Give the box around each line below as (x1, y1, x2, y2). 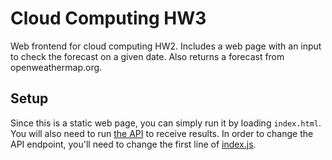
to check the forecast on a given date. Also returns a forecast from (10, 50, 285, 62)
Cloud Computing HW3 (10, 7, 207, 30)
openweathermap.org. (10, 61, 103, 73)
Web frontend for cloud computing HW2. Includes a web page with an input (10, 40, 322, 52)
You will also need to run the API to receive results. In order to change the (10, 127, 314, 139)
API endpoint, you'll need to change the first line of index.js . (10, 138, 257, 150)
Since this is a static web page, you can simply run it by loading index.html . (10, 117, 322, 129)
